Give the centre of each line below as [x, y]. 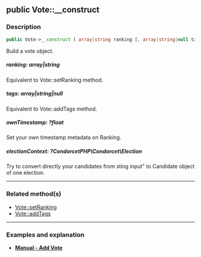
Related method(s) [34, 194]
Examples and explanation [45, 235]
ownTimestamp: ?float [35, 122]
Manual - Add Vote [39, 248]
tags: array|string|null [35, 94]
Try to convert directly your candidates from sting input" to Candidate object [100, 166]
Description [24, 27]
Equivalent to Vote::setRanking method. [55, 80]
